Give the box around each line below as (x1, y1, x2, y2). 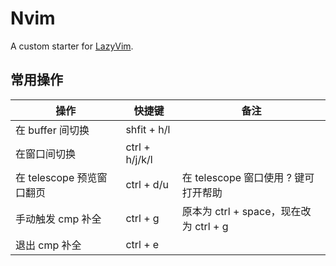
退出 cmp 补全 (15, 238, 82, 252)
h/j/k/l (125, 152, 153, 166)
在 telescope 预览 (15, 170, 98, 184)
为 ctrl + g (181, 219, 229, 233)
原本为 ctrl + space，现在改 (181, 204, 312, 218)
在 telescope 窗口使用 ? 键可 (181, 170, 315, 184)
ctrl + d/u (125, 177, 169, 191)
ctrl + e (125, 237, 160, 251)
